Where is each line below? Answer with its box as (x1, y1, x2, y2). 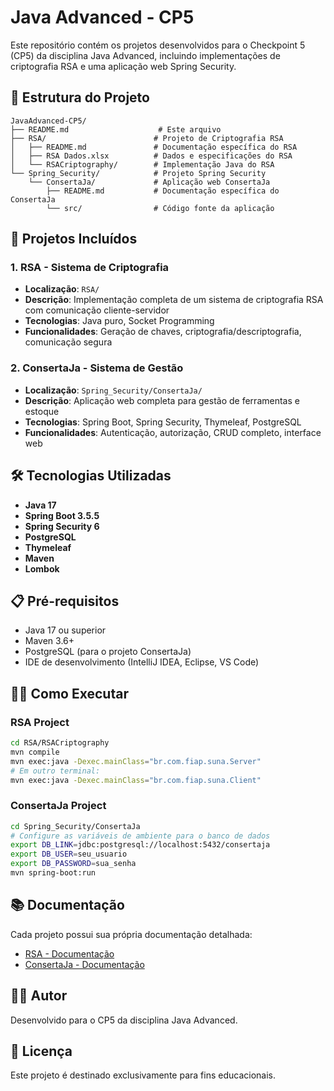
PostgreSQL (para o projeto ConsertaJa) (24, 646, 192, 658)
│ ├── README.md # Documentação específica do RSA (10, 142, 298, 152)
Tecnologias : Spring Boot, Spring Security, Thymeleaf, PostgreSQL (24, 416, 302, 428)
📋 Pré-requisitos (10, 592, 120, 610)
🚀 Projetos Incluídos (10, 231, 138, 248)
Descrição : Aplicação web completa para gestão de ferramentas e (24, 394, 300, 406)
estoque (24, 405, 60, 417)
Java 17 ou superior (24, 624, 107, 636)
